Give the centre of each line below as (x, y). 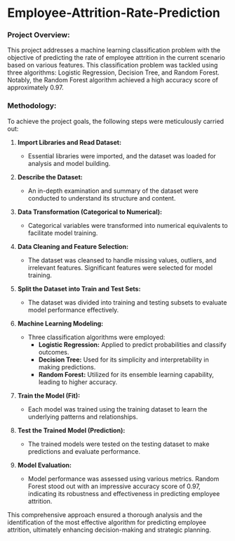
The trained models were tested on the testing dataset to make (119, 444)
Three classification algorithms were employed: (96, 337)
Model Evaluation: (45, 465)
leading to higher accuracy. (78, 382)
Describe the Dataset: (50, 177)
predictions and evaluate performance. (84, 451)
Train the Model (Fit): (49, 395)
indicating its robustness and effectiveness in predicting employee (124, 493)
